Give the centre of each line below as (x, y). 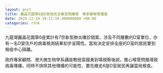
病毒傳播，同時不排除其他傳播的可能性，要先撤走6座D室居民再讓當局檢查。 (80, 66)
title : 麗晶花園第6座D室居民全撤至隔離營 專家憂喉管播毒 (56, 14)
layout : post (18, 9)
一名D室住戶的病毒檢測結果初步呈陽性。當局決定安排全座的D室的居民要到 (82, 44)
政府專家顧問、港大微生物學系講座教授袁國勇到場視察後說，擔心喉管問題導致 (81, 60)
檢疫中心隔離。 (20, 49)
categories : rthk (23, 23)
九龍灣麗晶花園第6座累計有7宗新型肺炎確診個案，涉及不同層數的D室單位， (79, 37)
